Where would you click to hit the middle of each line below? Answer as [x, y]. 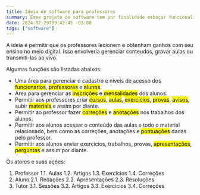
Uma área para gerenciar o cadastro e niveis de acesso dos [88, 81]
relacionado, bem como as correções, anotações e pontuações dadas [101, 131]
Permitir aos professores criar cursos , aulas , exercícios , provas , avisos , [102, 100]
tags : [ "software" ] [30, 28]
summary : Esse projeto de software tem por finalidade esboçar [86, 17]
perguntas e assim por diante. [51, 150]
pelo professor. [33, 138]
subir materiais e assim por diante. [57, 106]
